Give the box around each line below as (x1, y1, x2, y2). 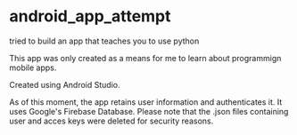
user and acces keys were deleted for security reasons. (9, 115, 214, 126)
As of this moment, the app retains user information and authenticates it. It (9, 96, 283, 107)
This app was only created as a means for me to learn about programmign (9, 52, 282, 63)
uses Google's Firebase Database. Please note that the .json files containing (9, 106, 289, 116)
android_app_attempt (9, 6, 171, 27)
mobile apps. (9, 62, 57, 73)
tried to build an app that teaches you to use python (9, 36, 200, 46)
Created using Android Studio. (9, 79, 120, 90)
